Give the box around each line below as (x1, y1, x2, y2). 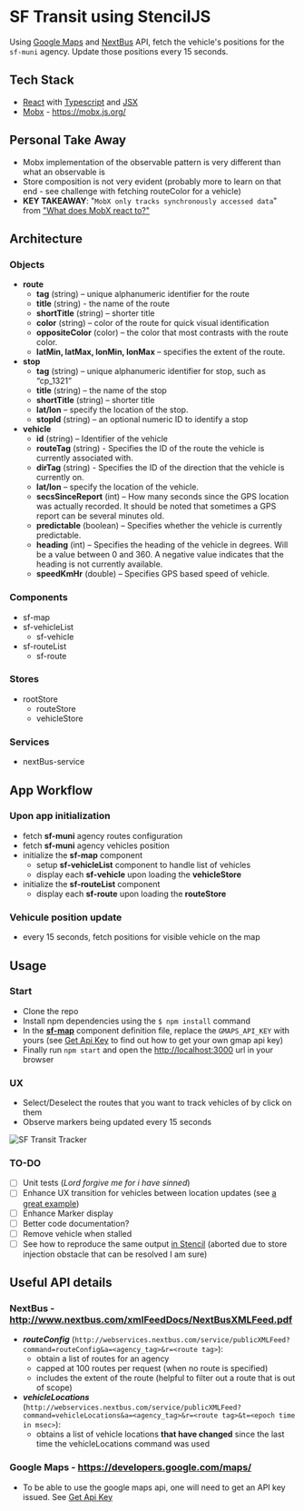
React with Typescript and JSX (22, 96, 139, 107)
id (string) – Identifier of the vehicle (35, 433, 168, 444)
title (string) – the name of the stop (35, 385, 168, 396)
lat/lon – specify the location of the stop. (35, 404, 189, 415)
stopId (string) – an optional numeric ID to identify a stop (35, 414, 249, 425)
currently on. (35, 472, 84, 483)
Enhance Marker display (22, 1208, 113, 1219)
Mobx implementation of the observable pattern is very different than (22, 156, 281, 167)
